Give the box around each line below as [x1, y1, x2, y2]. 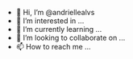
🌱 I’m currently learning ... [15, 25, 102, 33]
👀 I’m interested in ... [15, 16, 85, 26]
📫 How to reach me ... [15, 42, 91, 51]
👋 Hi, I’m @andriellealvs [15, 8, 95, 17]
